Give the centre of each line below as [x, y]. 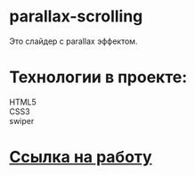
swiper [22, 121]
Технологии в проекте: [98, 77]
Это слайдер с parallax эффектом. [73, 41]
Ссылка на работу [81, 157]
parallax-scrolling [76, 17]
